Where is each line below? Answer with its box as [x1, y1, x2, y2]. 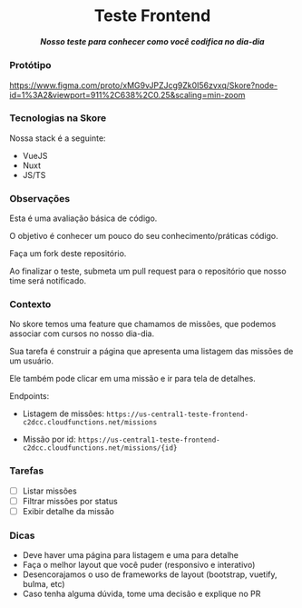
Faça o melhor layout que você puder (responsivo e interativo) [22, 560, 256, 571]
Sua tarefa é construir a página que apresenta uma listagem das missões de [9, 346, 294, 357]
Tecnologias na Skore [9, 112, 107, 125]
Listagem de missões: [22, 408, 105, 419]
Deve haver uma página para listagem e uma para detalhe [22, 550, 239, 561]
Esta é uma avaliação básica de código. [9, 213, 158, 224]
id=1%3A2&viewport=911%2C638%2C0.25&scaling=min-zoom [9, 89, 246, 100]
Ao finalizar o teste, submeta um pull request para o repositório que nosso [9, 265, 287, 277]
